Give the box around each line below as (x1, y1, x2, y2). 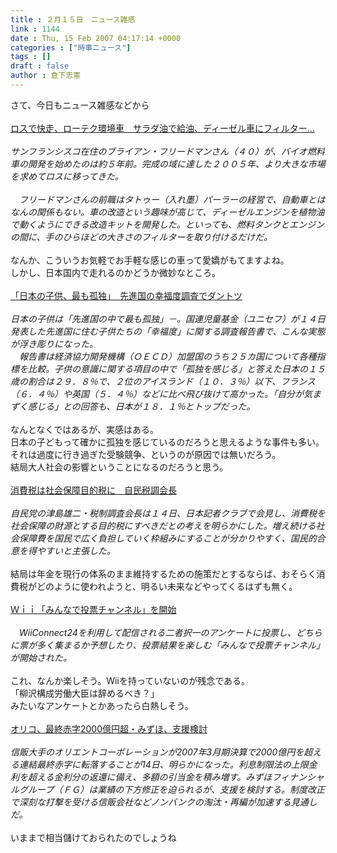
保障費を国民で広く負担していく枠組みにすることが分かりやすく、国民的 (18, 532, 317, 544)
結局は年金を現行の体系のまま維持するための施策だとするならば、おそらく (10, 567, 317, 580)
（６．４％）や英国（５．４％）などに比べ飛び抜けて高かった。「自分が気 (10, 387, 313, 400)
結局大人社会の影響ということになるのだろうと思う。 (10, 461, 229, 473)
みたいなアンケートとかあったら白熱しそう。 (10, 699, 194, 711)
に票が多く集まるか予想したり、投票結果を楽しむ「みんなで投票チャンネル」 (10, 639, 326, 651)
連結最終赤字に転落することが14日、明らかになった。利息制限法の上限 (18, 758, 309, 770)
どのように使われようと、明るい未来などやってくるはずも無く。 (36, 580, 298, 592)
